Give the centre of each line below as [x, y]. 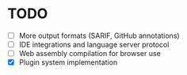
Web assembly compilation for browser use [90, 54]
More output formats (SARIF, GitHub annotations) [99, 36]
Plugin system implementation [68, 62]
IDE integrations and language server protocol [94, 45]
